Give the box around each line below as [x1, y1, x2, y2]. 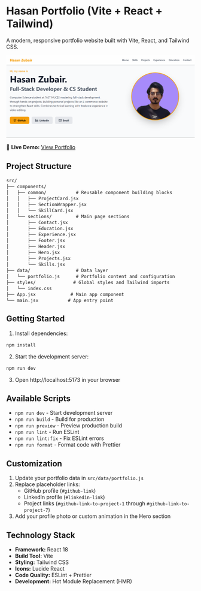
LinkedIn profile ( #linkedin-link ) [23, 493, 105, 501]
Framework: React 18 [14, 545, 69, 553]
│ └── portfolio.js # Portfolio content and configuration [6, 273, 175, 279]
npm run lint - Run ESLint [14, 429, 80, 436]
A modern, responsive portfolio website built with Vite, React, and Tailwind [6, 37, 190, 44]
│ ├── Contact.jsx [6, 219, 68, 225]
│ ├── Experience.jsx [6, 231, 77, 237]
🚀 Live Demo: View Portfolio [6, 144, 76, 151]
